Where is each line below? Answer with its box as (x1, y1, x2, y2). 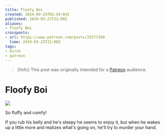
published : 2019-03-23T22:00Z (5, 16, 68, 21)
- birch (5, 48, 21, 53)
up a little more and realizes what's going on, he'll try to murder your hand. (5, 125, 157, 131)
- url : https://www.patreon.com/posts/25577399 (5, 35, 105, 40)
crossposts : (5, 30, 30, 35)
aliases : (5, 21, 23, 26)
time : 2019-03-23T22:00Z (9, 40, 61, 45)
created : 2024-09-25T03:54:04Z (5, 12, 70, 17)
